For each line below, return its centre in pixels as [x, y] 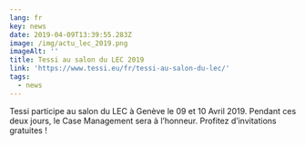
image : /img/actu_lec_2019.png [69, 43]
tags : [20, 77]
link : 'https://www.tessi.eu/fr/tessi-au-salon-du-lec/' [120, 69]
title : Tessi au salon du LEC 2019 [77, 60]
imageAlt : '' [34, 52]
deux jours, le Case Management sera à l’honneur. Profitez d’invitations [143, 121]
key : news [28, 26]
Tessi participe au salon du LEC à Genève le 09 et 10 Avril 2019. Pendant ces [153, 111]
